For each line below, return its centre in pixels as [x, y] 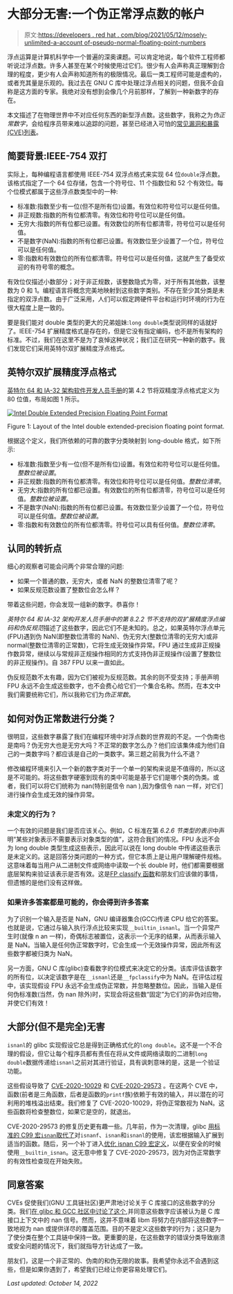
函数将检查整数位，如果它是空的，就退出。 [74, 1111]
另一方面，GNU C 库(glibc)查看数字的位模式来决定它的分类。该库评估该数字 [115, 968]
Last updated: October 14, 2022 [53, 1284]
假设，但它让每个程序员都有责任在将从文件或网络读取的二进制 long [113, 1053]
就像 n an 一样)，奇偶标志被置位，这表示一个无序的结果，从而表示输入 [121, 936]
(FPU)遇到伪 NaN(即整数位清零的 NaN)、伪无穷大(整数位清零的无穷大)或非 [113, 637]
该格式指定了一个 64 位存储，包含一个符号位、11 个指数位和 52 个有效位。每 [115, 183]
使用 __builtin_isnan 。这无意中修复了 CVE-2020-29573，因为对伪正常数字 [114, 1152]
